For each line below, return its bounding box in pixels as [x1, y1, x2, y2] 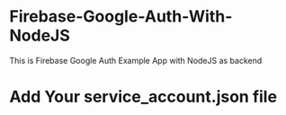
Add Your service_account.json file [9, 87, 277, 107]
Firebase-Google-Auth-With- [9, 6, 233, 27]
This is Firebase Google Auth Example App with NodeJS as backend [9, 55, 263, 66]
